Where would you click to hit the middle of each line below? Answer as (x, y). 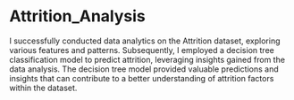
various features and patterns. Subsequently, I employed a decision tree (142, 50)
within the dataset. (43, 88)
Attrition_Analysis (77, 16)
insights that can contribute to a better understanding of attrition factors (142, 78)
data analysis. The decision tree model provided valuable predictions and (144, 69)
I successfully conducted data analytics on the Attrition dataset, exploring (145, 41)
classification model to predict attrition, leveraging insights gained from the (147, 59)
